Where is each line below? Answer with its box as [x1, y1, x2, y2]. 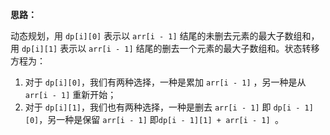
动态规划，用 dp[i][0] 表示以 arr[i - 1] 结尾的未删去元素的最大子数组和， [10, 30, 320, 42]
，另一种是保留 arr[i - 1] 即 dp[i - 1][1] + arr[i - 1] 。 [38, 114, 284, 125]
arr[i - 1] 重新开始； [24, 89, 117, 100]
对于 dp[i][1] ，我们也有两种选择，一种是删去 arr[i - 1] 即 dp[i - [24, 101, 301, 113]
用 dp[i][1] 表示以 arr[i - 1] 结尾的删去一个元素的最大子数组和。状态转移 [10, 43, 320, 54]
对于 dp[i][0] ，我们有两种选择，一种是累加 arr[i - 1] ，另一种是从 [24, 76, 307, 88]
